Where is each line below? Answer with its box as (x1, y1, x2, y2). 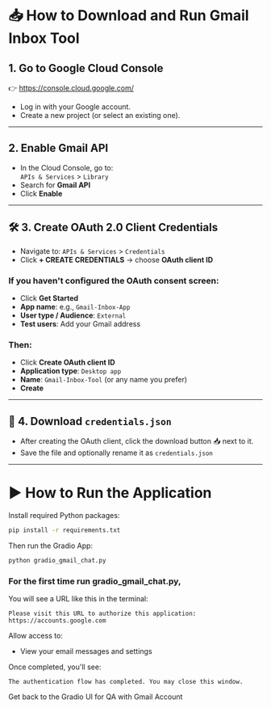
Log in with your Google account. (19, 102, 131, 112)
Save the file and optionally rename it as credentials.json (19, 448, 214, 457)
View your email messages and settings (19, 647, 152, 656)
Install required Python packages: (8, 510, 120, 520)
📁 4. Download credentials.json (8, 414, 172, 428)
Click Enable (19, 188, 63, 198)
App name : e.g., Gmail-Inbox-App (19, 301, 131, 311)
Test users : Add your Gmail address (19, 318, 141, 328)
